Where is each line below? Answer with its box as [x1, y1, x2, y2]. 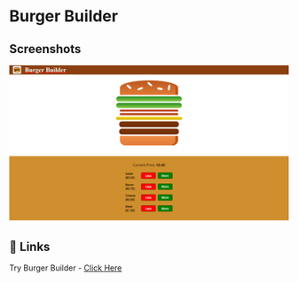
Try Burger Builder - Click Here [9, 263, 122, 273]
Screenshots [9, 42, 82, 57]
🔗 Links [9, 239, 51, 254]
